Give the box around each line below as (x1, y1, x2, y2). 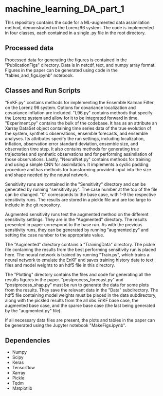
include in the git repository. (5, 202, 61, 208)
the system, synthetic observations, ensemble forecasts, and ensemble (5, 130, 148, 136)
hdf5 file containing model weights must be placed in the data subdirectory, (5, 292, 157, 298)
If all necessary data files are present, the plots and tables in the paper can (5, 317, 155, 323)
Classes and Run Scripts (5, 87, 81, 95)
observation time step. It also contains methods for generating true (5, 146, 140, 152)
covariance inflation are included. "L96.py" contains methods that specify (5, 109, 153, 115)
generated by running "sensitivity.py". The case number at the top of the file (5, 186, 158, 192)
